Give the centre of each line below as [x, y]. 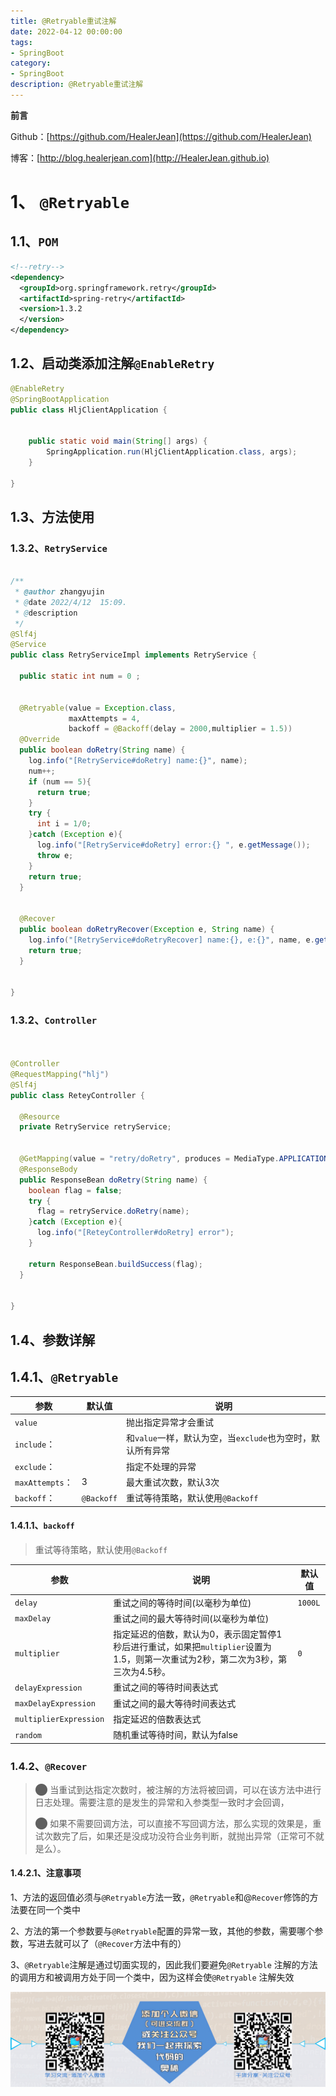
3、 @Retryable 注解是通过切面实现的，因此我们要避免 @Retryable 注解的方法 [164, 1965]
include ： [35, 1444]
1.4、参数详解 [53, 1340]
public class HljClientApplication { [89, 410]
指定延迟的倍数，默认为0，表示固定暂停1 [198, 1634]
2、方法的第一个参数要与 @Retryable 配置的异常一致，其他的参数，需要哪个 [162, 1931]
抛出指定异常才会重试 [170, 1422]
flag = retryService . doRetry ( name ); [113, 1211]
